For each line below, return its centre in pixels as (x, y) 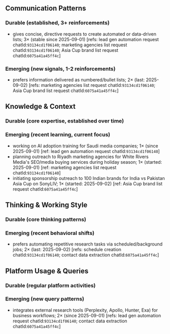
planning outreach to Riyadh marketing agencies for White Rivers (80, 157)
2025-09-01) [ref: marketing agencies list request (64, 167)
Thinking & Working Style (46, 205)
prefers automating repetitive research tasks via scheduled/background (88, 244)
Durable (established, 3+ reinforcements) (58, 23)
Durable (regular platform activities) (50, 285)
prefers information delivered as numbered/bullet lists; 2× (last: (79, 80)
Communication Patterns (46, 8)
